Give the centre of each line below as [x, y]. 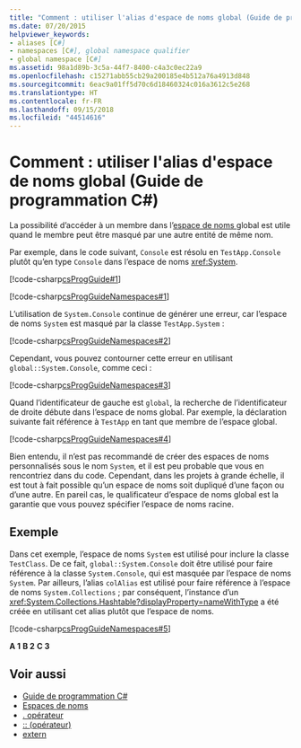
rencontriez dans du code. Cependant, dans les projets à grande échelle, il [147, 476]
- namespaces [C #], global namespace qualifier [100, 51]
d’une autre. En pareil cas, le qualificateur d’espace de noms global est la [144, 495]
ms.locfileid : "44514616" [57, 118]
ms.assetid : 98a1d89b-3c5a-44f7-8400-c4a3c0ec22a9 [106, 68]
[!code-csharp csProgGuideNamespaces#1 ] [90, 296]
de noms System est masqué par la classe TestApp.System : [117, 323]
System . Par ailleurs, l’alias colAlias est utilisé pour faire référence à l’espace [150, 582]
